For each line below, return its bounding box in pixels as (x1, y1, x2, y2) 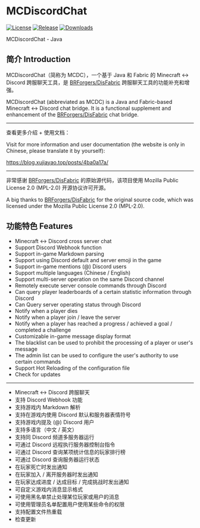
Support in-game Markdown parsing (14, 250, 104, 257)
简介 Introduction (6, 54, 71, 65)
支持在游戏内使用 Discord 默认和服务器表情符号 (14, 411, 131, 418)
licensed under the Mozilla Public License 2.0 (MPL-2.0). (6, 202, 145, 210)
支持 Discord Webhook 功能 (14, 396, 83, 403)
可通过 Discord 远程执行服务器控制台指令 (14, 441, 115, 448)
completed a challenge (14, 326, 71, 333)
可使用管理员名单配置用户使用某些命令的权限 (14, 501, 125, 508)
